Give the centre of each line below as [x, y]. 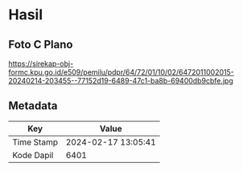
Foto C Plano [41, 45]
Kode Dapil [33, 155]
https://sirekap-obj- [41, 63]
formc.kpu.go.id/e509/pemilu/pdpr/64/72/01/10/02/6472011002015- [121, 72]
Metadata [33, 106]
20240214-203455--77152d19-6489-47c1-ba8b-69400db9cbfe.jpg [121, 81]
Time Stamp [35, 142]
